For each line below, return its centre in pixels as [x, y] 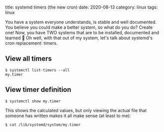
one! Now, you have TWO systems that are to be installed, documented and [82, 33]
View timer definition [38, 90]
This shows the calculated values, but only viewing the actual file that [76, 110]
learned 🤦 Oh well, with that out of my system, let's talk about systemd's [79, 38]
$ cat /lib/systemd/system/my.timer [43, 125]
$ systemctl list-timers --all [37, 70]
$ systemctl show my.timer [33, 101]
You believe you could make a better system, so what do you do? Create [79, 27]
